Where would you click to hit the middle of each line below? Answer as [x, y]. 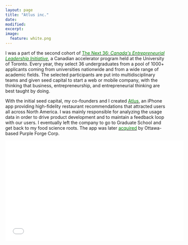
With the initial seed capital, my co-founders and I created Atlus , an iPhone [84, 101]
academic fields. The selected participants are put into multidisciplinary [80, 75]
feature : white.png [31, 39]
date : [11, 19]
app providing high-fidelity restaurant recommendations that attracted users [85, 106]
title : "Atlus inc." [27, 15]
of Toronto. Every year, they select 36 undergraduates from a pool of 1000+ [85, 64]
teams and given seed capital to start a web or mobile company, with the [82, 80]
